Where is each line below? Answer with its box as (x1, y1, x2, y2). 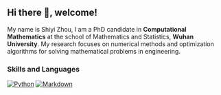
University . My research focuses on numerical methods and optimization (7, 39, 214, 48)
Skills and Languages (7, 64, 80, 74)
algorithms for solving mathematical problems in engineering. (7, 47, 181, 55)
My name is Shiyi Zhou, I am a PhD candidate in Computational (7, 25, 187, 33)
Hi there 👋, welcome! (7, 7, 98, 19)
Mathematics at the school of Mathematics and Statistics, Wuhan (7, 32, 194, 41)
